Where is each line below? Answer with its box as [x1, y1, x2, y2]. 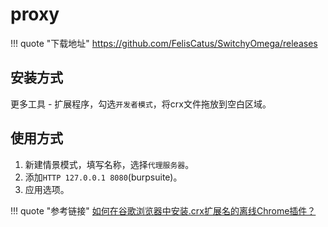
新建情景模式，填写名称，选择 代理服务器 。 [24, 158, 195, 170]
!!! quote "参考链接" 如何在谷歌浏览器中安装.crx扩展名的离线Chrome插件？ [10, 204, 317, 217]
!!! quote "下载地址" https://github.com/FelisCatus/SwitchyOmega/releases [10, 37, 318, 49]
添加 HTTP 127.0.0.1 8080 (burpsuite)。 [24, 171, 183, 183]
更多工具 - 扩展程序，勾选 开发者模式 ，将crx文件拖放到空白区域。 [10, 98, 272, 110]
